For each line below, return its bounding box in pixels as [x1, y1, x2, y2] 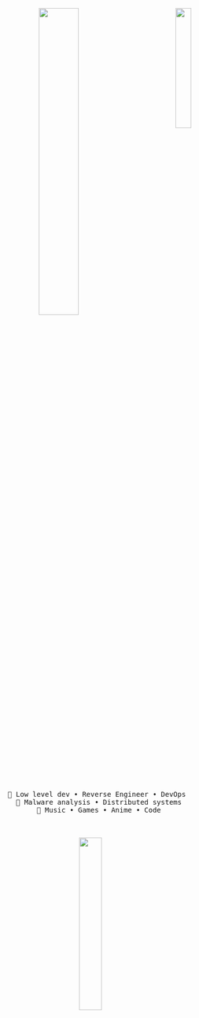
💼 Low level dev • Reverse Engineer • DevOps [7, 790, 186, 799]
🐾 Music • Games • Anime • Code [36, 806, 161, 814]
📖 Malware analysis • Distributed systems [16, 798, 182, 806]
